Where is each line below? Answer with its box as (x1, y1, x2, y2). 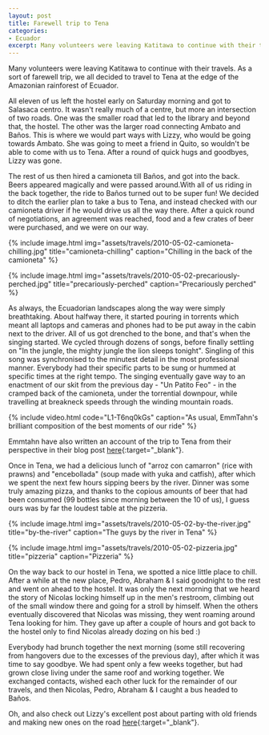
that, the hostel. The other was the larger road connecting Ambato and (8, 122, 241, 132)
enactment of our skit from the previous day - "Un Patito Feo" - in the (8, 380, 237, 390)
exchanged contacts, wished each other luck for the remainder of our (8, 676, 238, 686)
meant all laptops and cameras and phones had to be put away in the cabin (8, 320, 256, 330)
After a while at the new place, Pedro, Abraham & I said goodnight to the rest (8, 575, 261, 586)
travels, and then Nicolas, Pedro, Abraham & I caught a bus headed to (8, 685, 239, 695)
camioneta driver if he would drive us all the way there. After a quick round (8, 205, 255, 215)
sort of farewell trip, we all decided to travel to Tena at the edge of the (8, 72, 239, 82)
